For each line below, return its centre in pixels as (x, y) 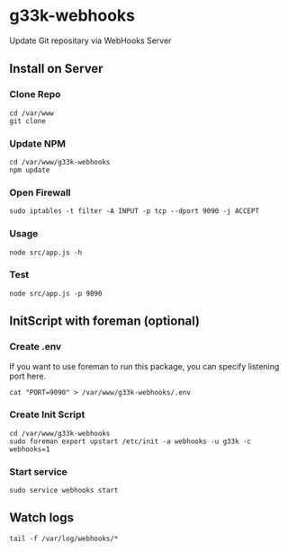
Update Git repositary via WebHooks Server (90, 40)
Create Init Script (47, 414)
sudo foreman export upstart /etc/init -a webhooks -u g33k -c (130, 441)
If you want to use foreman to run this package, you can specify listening (144, 366)
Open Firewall (40, 192)
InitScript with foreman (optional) (105, 321)
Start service (38, 471)
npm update (30, 170)
